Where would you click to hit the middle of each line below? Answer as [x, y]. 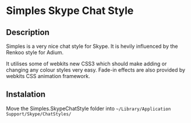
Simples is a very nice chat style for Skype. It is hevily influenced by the [92, 46]
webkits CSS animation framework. [48, 76]
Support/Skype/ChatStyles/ [39, 114]
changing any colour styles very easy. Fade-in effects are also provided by [95, 70]
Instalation [26, 94]
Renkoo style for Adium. [35, 52]
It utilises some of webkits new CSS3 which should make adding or [86, 64]
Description [28, 32]
